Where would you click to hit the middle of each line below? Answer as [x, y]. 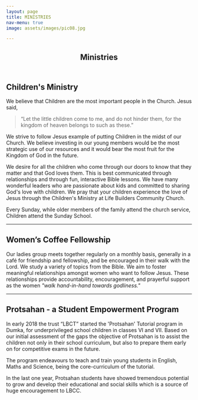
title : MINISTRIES [29, 17]
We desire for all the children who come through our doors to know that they [99, 167]
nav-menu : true [25, 22]
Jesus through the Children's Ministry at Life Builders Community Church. [96, 198]
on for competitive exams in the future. [53, 349]
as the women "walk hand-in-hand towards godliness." [73, 285]
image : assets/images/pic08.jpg [46, 28]
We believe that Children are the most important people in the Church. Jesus [99, 101]
